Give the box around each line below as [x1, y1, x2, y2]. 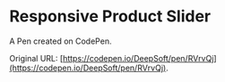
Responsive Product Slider [9, 6, 212, 27]
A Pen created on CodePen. [9, 36, 112, 46]
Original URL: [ [9, 53, 64, 63]
